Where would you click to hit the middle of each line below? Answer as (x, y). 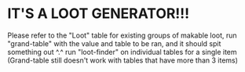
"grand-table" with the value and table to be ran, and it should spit (114, 43)
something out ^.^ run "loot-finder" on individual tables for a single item (122, 52)
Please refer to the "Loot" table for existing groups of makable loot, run (122, 35)
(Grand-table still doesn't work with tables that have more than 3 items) (123, 60)
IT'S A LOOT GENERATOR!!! (99, 14)
